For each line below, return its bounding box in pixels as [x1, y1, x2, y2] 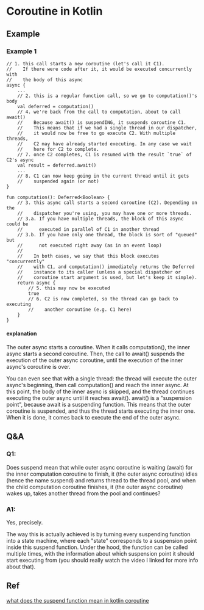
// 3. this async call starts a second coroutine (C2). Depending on [17, 200, 198, 206]
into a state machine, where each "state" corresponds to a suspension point [6, 537, 197, 545]
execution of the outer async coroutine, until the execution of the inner [6, 357, 183, 364]
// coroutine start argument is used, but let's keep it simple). [17, 274, 198, 280]
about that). [6, 563, 36, 570]
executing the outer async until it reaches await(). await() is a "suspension [6, 394, 192, 402]
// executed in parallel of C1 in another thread [17, 226, 160, 233]
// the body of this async [6, 76, 83, 83]
